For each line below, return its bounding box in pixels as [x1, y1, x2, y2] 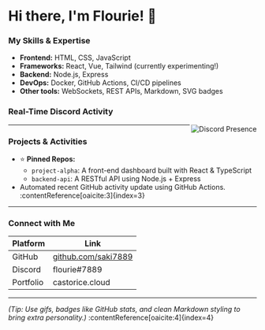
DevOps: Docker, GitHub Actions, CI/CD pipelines [19, 78, 181, 87]
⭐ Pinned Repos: [19, 154, 76, 164]
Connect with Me [8, 218, 76, 228]
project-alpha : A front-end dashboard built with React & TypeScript [31, 165, 252, 176]
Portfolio [12, 277, 44, 288]
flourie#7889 [52, 264, 103, 275]
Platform [12, 238, 46, 249]
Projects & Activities [8, 135, 88, 146]
